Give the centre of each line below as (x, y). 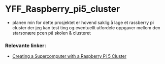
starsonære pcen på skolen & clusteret (51, 33)
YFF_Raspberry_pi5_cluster (63, 9)
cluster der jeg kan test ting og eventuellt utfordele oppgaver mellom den (86, 27)
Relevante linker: (26, 45)
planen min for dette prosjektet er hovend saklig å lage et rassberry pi (83, 22)
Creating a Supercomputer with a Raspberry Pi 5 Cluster (69, 56)
